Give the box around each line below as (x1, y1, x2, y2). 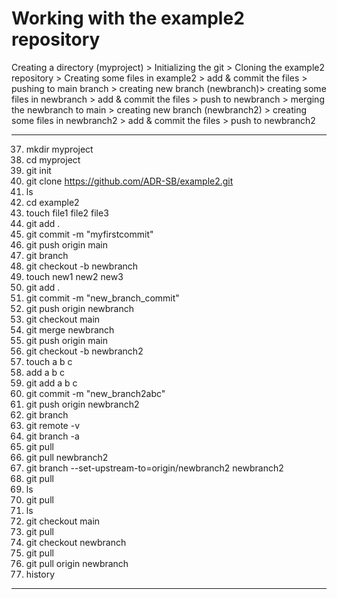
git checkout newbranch (25, 536, 127, 548)
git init (25, 164, 52, 176)
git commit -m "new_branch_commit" (25, 292, 180, 304)
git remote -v (25, 419, 80, 431)
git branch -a (25, 430, 80, 442)
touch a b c (25, 355, 73, 367)
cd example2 (25, 196, 80, 208)
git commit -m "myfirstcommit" (25, 228, 154, 240)
